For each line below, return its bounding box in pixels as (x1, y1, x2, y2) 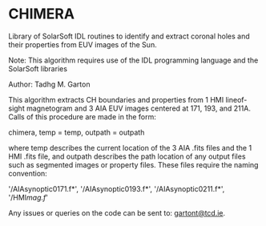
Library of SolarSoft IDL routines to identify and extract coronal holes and (8, 31, 250, 41)
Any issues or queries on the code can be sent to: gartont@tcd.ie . (8, 208, 226, 217)
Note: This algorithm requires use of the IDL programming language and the (8, 55, 259, 65)
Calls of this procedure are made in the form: (8, 111, 156, 121)
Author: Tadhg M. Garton (8, 79, 91, 89)
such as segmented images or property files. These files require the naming (8, 159, 259, 169)
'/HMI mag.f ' (8, 192, 48, 202)
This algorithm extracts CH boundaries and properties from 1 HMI (8, 95, 224, 104)
